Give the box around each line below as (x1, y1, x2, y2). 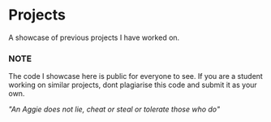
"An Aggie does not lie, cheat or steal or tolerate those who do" (8, 104, 221, 115)
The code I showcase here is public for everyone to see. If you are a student (8, 72, 264, 81)
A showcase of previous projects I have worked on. (8, 33, 180, 42)
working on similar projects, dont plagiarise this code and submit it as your (8, 80, 257, 90)
